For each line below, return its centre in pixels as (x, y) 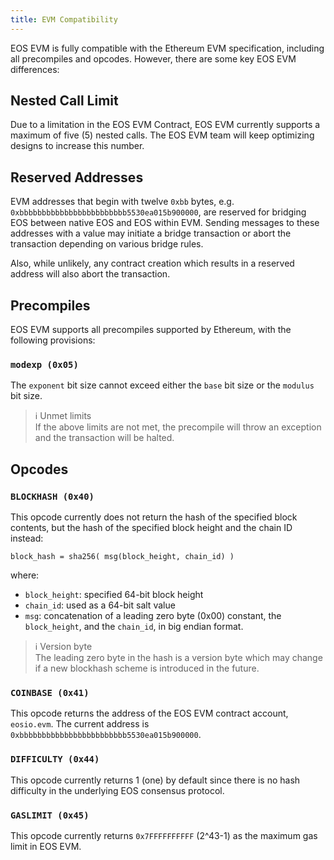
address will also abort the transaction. (90, 274)
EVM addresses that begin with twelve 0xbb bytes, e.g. (122, 202)
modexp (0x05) (44, 364)
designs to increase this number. (77, 146)
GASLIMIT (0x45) (50, 815)
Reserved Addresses (77, 177)
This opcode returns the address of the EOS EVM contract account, (149, 713)
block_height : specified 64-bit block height (114, 595)
